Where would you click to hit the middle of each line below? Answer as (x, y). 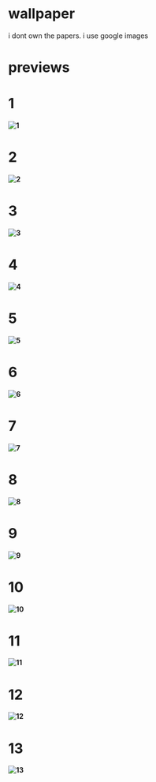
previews (39, 67)
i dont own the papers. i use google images (78, 36)
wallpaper (42, 14)
